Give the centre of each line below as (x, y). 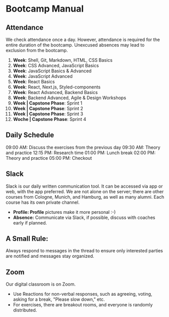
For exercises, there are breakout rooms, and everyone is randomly (83, 305)
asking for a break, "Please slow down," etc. (59, 299)
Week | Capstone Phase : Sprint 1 (48, 103)
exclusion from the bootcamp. (37, 50)
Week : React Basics (34, 82)
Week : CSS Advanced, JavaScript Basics (56, 65)
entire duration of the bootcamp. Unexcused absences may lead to (75, 45)
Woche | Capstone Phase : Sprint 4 (49, 119)
